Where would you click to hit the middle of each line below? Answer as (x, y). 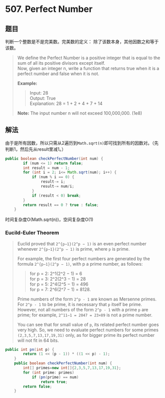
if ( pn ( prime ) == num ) (55, 377)
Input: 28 (39, 93)
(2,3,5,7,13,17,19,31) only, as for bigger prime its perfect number (86, 335)
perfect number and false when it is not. (58, 74)
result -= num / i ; (57, 187)
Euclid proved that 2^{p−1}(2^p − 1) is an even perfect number (82, 244)
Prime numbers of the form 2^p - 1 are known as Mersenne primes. (87, 299)
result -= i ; (53, 182)
